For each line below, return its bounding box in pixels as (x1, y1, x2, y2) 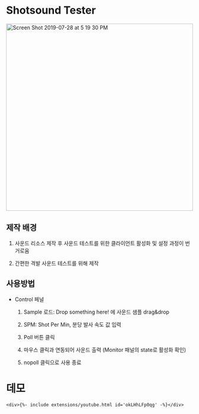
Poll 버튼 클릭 (23, 333, 55, 340)
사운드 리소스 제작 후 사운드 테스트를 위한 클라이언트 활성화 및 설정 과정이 (14, 239, 184, 246)
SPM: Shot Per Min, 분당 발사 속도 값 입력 (23, 321, 121, 328)
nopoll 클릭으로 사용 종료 (23, 359, 82, 366)
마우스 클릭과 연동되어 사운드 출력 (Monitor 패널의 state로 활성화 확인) (23, 346, 187, 353)
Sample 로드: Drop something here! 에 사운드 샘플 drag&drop (23, 308, 170, 315)
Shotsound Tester (6, 4, 96, 17)
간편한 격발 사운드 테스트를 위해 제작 (14, 260, 99, 267)
